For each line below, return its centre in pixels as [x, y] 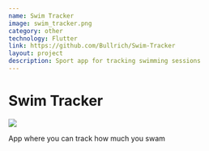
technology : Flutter [43, 38]
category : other [36, 31]
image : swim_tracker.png [50, 23]
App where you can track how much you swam [87, 138]
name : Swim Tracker [41, 16]
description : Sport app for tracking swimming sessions [104, 61]
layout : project [36, 53]
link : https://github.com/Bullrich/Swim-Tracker [92, 46]
